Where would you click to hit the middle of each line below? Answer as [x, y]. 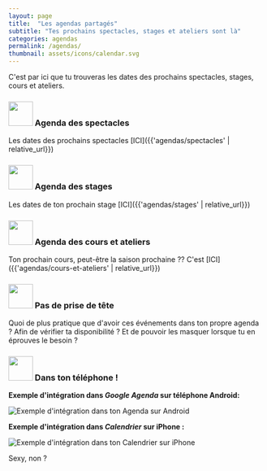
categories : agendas [43, 39]
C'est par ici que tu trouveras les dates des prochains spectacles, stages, [131, 77]
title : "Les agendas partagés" [63, 24]
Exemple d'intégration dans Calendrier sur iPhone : [97, 427]
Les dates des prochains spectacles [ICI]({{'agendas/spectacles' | [119, 141]
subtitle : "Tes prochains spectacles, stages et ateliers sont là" [125, 31]
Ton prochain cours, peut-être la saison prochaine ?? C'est [106, 259]
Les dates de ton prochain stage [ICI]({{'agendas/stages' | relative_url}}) [129, 204]
